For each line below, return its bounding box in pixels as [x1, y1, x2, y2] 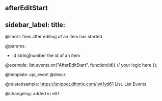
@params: [5, 43, 26, 49]
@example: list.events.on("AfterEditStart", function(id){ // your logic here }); [5, 62, 158, 68]
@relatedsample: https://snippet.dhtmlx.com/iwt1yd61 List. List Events [5, 81, 147, 87]
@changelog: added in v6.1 [5, 91, 60, 97]
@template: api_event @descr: [5, 72, 67, 77]
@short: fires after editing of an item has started [5, 34, 102, 40]
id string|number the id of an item [12, 52, 80, 58]
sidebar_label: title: [5, 21, 65, 29]
